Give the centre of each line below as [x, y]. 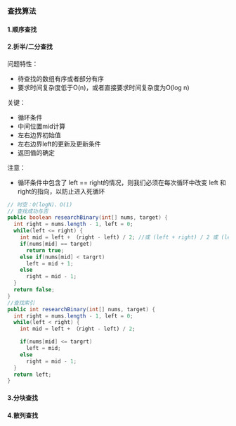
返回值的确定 [36, 152]
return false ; [34, 290]
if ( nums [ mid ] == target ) [56, 244]
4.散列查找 [23, 415]
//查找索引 [21, 303]
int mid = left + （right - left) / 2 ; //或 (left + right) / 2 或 [119, 237]
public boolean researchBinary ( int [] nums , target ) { [88, 218]
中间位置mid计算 [41, 126]
